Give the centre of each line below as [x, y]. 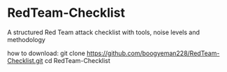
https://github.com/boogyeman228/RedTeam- [153, 53]
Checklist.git [25, 60]
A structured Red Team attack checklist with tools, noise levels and [104, 32]
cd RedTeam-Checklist [77, 60]
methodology [26, 39]
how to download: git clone [46, 53]
